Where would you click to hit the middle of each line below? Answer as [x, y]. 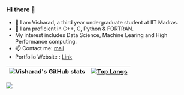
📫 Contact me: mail [40, 48]
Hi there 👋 [21, 10]
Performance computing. [46, 42]
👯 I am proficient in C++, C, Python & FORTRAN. [74, 29]
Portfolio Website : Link [43, 57]
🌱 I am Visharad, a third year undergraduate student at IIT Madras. [96, 23]
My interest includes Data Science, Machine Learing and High [91, 35]
